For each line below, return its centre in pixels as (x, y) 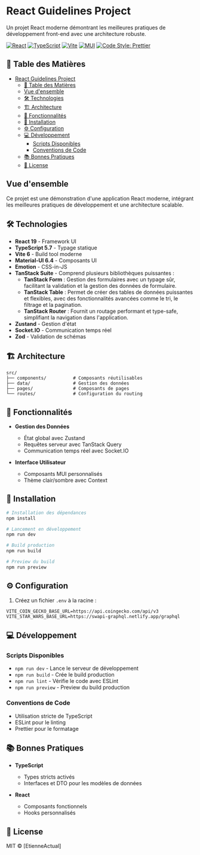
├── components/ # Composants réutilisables (75, 378)
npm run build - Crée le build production (64, 675)
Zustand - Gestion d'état (45, 324)
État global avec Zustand (54, 438)
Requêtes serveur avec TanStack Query (73, 444)
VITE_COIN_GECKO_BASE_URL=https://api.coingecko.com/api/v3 (83, 611)
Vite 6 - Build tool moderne (48, 254)
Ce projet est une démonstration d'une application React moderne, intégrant (100, 198)
